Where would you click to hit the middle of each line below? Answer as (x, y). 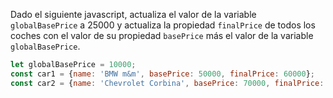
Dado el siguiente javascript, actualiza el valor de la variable (133, 14)
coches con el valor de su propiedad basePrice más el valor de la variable (162, 35)
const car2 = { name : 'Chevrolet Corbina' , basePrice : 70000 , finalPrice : (167, 83)
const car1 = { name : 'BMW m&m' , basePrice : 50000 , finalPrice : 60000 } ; (163, 74)
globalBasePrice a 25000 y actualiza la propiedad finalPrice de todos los (163, 25)
